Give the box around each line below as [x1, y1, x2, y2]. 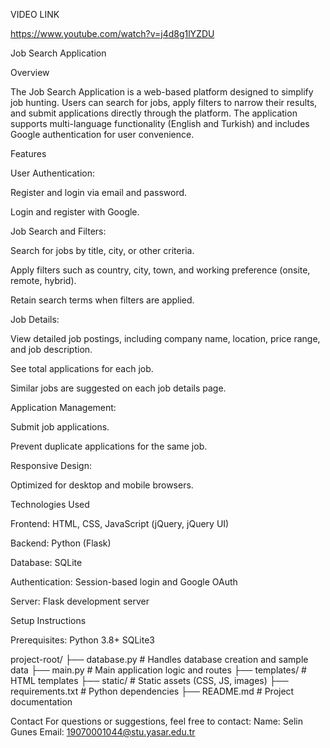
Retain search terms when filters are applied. [10, 294, 195, 306]
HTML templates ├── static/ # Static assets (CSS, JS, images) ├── [10, 675, 289, 686]
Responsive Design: [10, 460, 93, 471]
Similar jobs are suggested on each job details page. [10, 382, 227, 394]
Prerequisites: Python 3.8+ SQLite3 [10, 634, 155, 646]
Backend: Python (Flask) [10, 537, 112, 549]
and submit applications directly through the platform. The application [10, 107, 298, 119]
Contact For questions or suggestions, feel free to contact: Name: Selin [10, 715, 303, 727]
